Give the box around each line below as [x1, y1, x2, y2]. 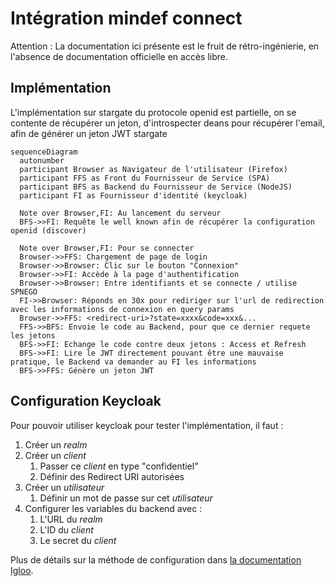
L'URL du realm [39, 513, 103, 525]
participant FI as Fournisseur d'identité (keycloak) [19, 190, 248, 201]
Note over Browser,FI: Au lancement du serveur [19, 208, 222, 218]
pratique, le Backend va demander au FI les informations [10, 357, 257, 367]
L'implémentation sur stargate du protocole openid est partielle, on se [10, 106, 297, 118]
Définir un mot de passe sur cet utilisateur [39, 492, 213, 504]
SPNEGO [10, 287, 38, 297]
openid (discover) [10, 225, 87, 236]
